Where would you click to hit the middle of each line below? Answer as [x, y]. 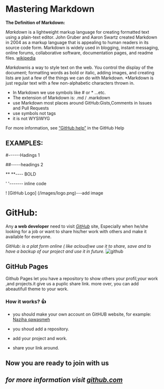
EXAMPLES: [24, 143]
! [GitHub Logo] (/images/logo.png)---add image [54, 193]
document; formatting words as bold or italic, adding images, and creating [80, 72]
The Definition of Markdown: [35, 22]
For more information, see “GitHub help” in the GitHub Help [65, 128]
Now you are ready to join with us [57, 363]
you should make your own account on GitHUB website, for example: [82, 314]
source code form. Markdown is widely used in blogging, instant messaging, [82, 47]
